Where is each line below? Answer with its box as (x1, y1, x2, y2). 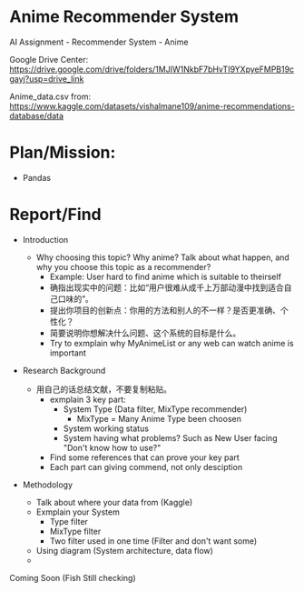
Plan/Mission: (9, 143, 116, 163)
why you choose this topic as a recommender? (35, 261, 211, 272)
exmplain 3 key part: (49, 394, 126, 405)
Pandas (22, 172, 52, 183)
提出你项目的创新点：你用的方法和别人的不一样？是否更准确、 (49, 305, 281, 316)
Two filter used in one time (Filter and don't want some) (49, 535, 258, 547)
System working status (63, 423, 150, 434)
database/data (9, 110, 64, 121)
